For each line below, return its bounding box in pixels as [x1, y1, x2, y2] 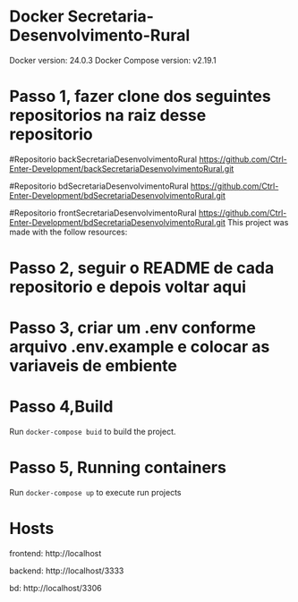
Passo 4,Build [9, 396, 114, 417]
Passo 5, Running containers [9, 458, 226, 478]
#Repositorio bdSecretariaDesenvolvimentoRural [9, 181, 190, 191]
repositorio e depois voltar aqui [9, 277, 246, 297]
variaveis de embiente [9, 356, 177, 377]
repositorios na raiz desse [9, 106, 207, 126]
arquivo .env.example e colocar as [9, 337, 270, 357]
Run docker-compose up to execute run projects [9, 488, 182, 498]
